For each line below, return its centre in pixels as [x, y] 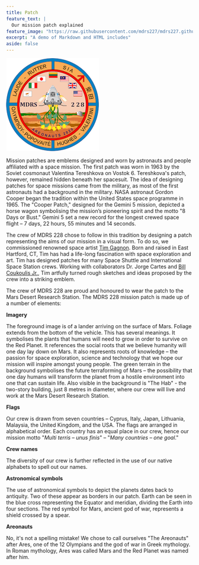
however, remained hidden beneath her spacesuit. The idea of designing [95, 179]
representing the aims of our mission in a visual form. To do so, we [87, 241]
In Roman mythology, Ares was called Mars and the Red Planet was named [97, 551]
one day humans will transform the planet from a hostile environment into [95, 377]
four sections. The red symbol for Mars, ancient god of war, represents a [95, 509]
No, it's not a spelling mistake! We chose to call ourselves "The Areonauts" [97, 538]
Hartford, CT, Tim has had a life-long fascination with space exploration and [99, 254]
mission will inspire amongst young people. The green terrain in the [88, 364]
